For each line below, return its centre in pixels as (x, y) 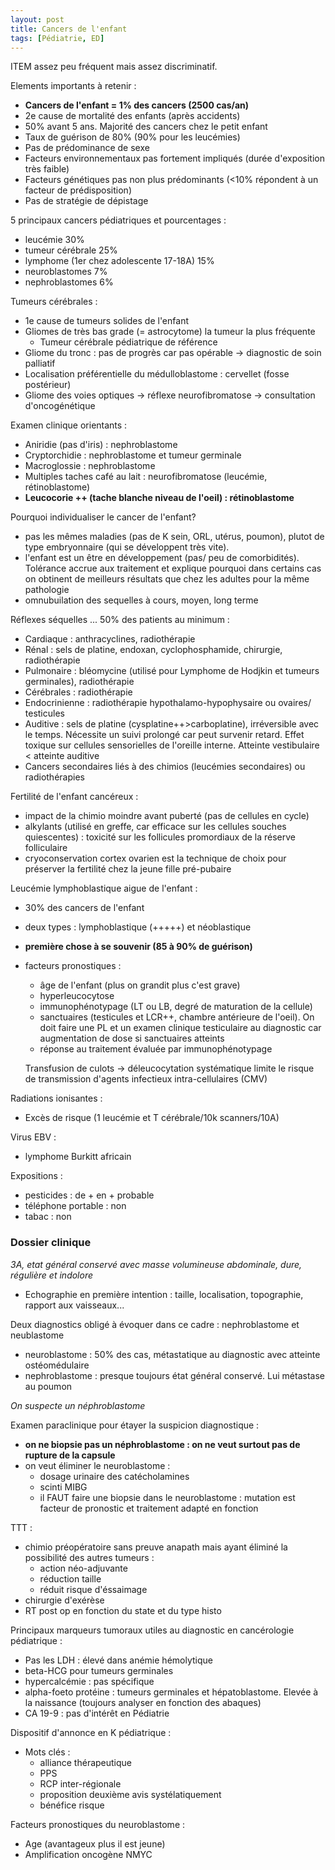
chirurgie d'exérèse (64, 1600)
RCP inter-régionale (80, 1783)
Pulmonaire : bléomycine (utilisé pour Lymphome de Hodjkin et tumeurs (172, 671)
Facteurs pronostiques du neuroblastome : (98, 1824)
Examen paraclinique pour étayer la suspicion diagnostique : (135, 1425)
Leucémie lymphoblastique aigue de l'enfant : (104, 888)
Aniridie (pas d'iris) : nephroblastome (101, 445)
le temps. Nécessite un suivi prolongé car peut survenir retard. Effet (164, 735)
